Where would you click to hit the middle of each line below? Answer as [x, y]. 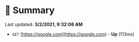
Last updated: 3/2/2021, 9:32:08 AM [44, 24]
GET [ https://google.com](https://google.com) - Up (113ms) [73, 34]
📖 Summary [30, 10]
